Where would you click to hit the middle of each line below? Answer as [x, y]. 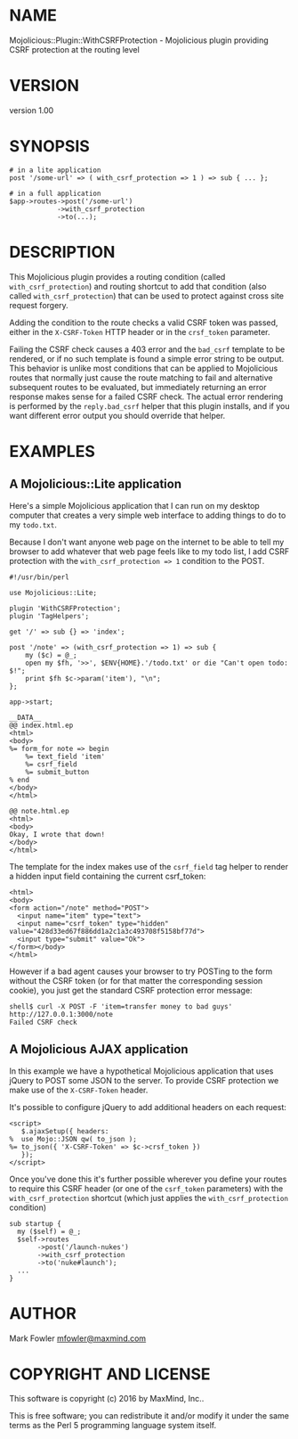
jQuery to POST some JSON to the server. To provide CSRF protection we [144, 1080]
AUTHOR [43, 1313]
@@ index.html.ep [41, 725]
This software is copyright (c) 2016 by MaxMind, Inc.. [107, 1399]
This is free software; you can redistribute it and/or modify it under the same [149, 1416]
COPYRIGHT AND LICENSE [110, 1374]
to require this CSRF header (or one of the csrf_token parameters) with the [146, 1188]
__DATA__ [25, 717]
